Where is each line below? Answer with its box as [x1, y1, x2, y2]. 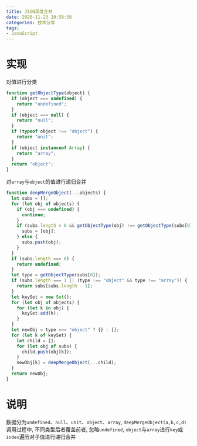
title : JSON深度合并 [6, 8, 53, 15]
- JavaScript [6, 31, 38, 37]
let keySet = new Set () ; [11, 294, 72, 300]
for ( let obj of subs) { [16, 343, 77, 349]
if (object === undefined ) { [11, 95, 83, 101]
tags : [6, 25, 19, 31]
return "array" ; [16, 150, 57, 156]
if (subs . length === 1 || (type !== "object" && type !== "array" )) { [11, 277, 188, 283]
